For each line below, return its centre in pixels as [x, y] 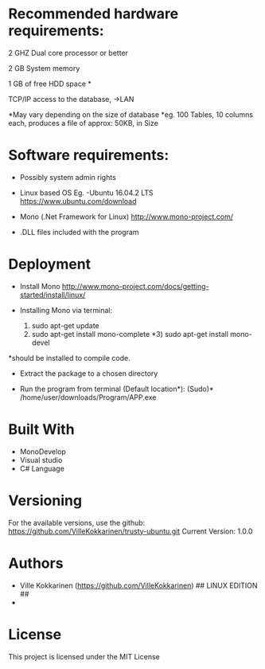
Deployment [50, 264]
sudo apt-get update [65, 325]
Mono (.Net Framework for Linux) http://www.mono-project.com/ [126, 217]
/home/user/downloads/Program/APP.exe [88, 397]
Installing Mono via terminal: [66, 310]
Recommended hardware [94, 14]
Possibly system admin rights [68, 177]
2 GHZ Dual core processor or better [68, 53]
